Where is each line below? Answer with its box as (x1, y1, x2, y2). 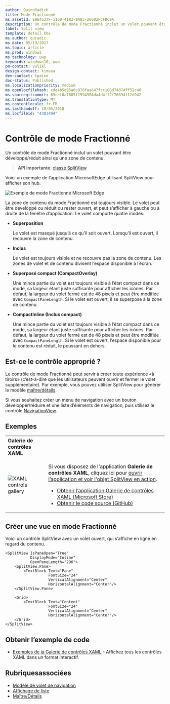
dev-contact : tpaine (5, 73, 49, 79)
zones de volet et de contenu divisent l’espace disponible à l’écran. (12, 260, 153, 266)
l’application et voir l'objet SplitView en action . (48, 476, 158, 483)
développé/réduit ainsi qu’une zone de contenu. (5, 155, 105, 161)
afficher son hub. (5, 180, 41, 186)
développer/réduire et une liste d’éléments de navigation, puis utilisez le (5, 402, 155, 408)
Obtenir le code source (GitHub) (57, 500, 133, 507)
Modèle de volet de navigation (12, 682, 76, 688)
